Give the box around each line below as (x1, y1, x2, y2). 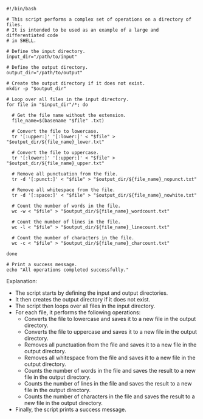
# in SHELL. (6, 38, 36, 44)
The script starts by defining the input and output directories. (15, 289, 168, 297)
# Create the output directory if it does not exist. (6, 80, 146, 86)
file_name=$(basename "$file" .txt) (12, 118, 105, 124)
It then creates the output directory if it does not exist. (15, 296, 151, 303)
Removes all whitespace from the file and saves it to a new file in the (24, 354, 196, 361)
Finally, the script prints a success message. (15, 406, 126, 413)
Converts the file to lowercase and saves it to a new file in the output (24, 315, 196, 322)
